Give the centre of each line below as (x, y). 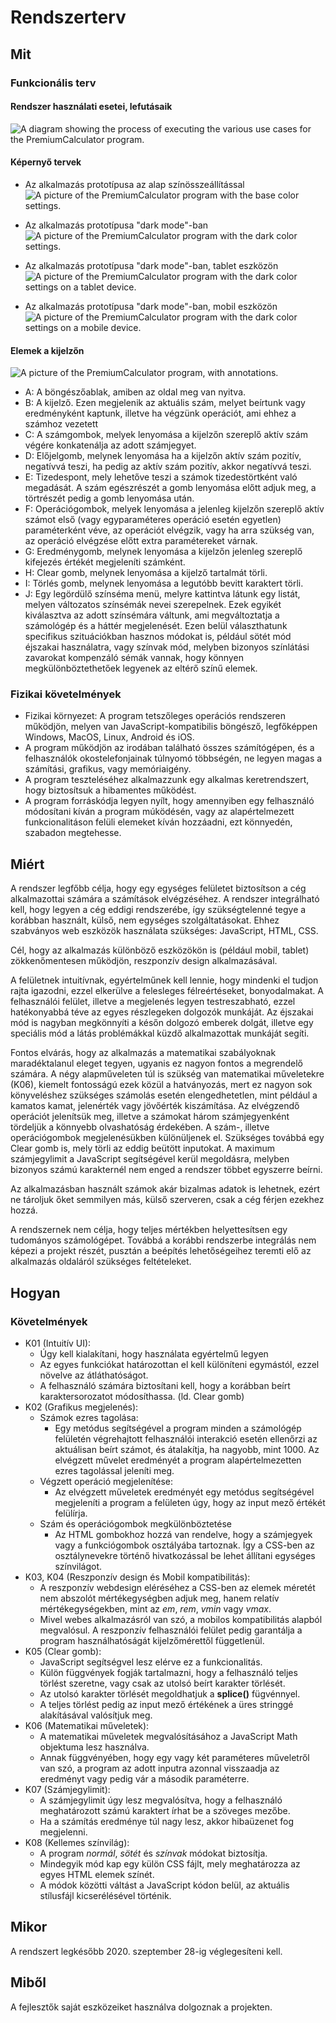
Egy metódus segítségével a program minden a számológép (178, 1428)
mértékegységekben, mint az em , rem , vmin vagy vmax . (155, 1608)
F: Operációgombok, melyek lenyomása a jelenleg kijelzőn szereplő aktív (174, 509)
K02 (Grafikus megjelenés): (81, 1407)
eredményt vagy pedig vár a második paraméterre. (144, 1778)
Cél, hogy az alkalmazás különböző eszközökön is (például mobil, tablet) (160, 950)
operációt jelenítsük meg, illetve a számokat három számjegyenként (150, 1117)
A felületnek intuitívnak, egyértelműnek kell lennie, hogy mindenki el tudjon (164, 980)
